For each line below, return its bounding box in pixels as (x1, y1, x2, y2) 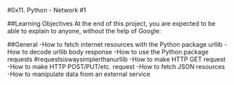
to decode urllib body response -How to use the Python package (22, 48, 209, 56)
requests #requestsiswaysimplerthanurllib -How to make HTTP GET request (7, 55, 226, 63)
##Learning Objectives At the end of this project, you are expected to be (7, 20, 216, 27)
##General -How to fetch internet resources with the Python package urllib (7, 40, 223, 48)
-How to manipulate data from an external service (7, 70, 151, 78)
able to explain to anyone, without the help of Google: (7, 27, 161, 35)
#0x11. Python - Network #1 (7, 6, 87, 14)
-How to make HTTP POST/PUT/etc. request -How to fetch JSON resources (7, 63, 226, 70)
